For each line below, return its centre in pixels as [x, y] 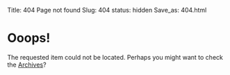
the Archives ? [27, 65]
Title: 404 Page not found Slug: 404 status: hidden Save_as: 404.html [107, 10]
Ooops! [29, 38]
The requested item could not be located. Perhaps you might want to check [115, 57]
